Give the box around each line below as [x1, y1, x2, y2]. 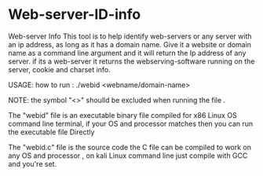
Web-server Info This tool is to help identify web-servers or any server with [8, 31, 253, 41]
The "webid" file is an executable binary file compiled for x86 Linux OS [8, 110, 237, 119]
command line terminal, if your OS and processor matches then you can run [8, 119, 254, 128]
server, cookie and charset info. [8, 64, 111, 74]
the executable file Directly [8, 127, 95, 137]
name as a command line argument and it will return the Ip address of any [8, 48, 247, 57]
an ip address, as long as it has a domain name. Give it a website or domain [8, 39, 252, 49]
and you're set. [8, 159, 57, 168]
